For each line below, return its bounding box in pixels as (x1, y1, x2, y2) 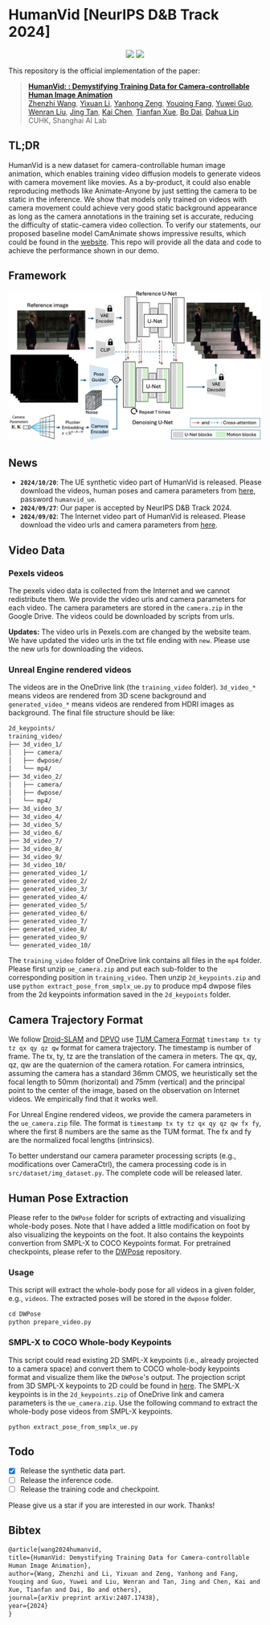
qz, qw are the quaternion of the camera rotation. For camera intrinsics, (8, 1060, 245, 1070)
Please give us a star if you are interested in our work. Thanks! (8, 1500, 215, 1510)
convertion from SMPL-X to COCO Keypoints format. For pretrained (8, 1238, 231, 1248)
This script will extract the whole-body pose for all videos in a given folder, (8, 1285, 256, 1295)
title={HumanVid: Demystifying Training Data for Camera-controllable (8, 1553, 250, 1562)
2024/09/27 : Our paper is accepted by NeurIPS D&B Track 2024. (19, 503, 232, 513)
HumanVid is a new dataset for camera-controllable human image (8, 160, 226, 170)
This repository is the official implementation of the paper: (8, 66, 201, 76)
